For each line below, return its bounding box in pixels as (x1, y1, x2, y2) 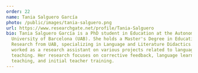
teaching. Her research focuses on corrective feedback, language (11, 52, 178, 58)
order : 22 (6, 8, 31, 15)
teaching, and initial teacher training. (11, 58, 115, 64)
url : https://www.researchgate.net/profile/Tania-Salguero (6, 25, 154, 31)
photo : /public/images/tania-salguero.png (6, 19, 112, 25)
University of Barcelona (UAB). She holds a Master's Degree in (11, 36, 173, 42)
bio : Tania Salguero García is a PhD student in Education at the (6, 31, 173, 36)
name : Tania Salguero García (6, 14, 78, 20)
